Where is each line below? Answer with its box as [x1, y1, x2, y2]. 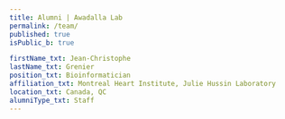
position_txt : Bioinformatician [9, 71, 131, 81]
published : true [9, 30, 70, 38]
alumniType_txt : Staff [9, 96, 95, 105]
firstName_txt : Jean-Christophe [9, 55, 131, 64]
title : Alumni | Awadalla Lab [9, 13, 124, 22]
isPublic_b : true [9, 38, 75, 47]
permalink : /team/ [9, 21, 78, 30]
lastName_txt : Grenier [9, 63, 95, 72]
